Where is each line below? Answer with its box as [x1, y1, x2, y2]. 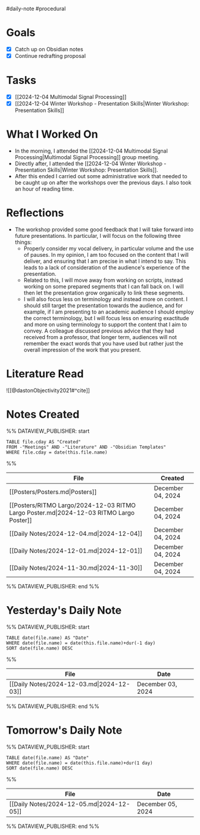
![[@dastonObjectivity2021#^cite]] [6, 387, 90, 394]
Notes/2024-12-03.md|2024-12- [29, 679, 130, 688]
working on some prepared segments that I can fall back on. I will [23, 283, 184, 290]
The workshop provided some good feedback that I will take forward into [14, 226, 194, 233]
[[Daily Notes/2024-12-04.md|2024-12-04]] [9, 529, 143, 538]
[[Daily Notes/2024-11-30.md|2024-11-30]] [9, 563, 143, 572]
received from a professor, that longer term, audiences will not [23, 334, 177, 340]
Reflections [6, 206, 64, 220]
